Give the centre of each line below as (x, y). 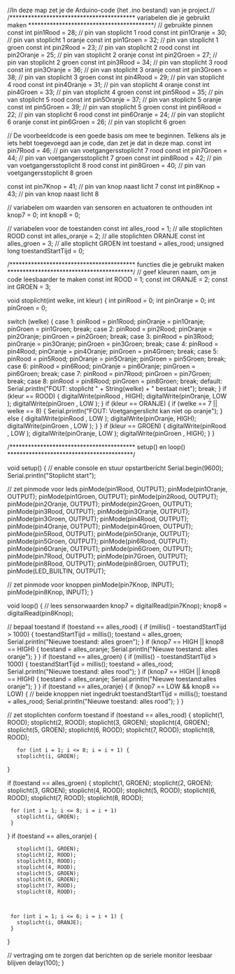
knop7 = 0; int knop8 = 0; (44, 215)
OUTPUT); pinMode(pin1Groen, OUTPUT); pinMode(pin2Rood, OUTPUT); (113, 496)
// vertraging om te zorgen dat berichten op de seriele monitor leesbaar (110, 955)
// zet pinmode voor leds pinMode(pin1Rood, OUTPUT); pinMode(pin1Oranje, (117, 489)
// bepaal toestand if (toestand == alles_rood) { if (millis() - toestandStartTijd (117, 627)
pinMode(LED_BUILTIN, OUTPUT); (57, 571)
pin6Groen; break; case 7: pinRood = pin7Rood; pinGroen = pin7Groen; (109, 374)
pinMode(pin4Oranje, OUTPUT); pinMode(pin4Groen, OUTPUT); (100, 526)
